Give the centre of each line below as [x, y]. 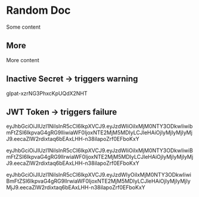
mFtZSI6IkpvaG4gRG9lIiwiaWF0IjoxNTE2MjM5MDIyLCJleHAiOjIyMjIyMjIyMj [99, 133]
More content [23, 60]
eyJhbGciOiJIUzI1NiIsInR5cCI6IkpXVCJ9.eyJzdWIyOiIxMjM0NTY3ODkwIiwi [99, 175]
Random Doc [38, 10]
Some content [23, 27]
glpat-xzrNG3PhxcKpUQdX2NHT [47, 93]
